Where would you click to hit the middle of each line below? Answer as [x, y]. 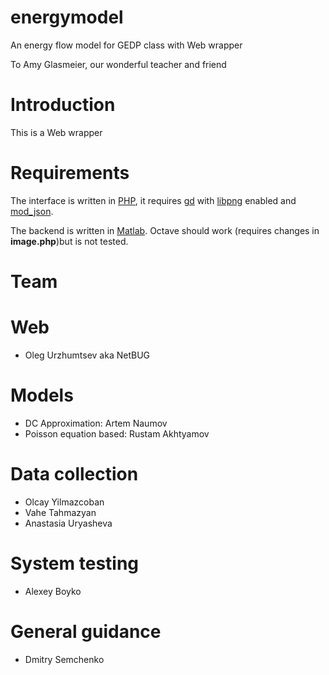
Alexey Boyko [53, 591]
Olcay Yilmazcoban [64, 502]
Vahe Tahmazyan [60, 512]
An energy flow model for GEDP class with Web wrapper [126, 45]
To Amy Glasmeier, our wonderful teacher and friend [118, 64]
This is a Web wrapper [56, 132]
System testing [75, 563]
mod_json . [32, 211]
